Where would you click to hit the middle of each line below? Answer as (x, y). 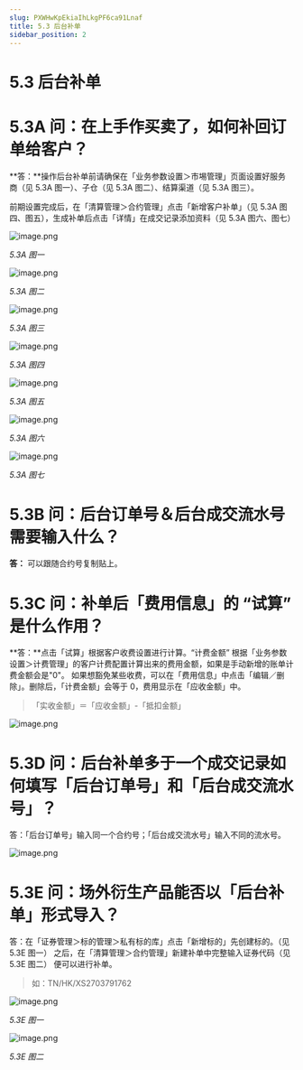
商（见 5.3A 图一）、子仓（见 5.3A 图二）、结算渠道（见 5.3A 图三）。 (134, 187)
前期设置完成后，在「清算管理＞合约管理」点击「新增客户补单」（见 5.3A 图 (148, 206)
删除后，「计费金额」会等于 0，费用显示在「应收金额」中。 (137, 686)
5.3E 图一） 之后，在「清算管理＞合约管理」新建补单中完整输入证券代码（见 (150, 953)
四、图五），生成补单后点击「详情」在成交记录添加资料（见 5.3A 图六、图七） (152, 218)
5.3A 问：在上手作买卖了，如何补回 (140, 126)
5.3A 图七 (27, 474)
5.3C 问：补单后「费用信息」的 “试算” (150, 604)
